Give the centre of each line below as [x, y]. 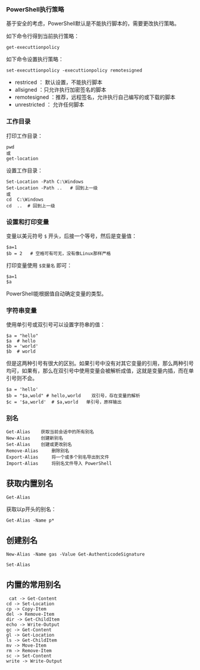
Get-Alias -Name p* [30, 521]
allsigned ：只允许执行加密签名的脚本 [60, 90]
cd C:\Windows [25, 200]
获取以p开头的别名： [31, 509]
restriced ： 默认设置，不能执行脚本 [59, 82]
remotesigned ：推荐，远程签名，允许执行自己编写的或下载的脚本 [95, 97]
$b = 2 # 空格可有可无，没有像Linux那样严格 [59, 253]
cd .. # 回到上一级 [31, 206]
